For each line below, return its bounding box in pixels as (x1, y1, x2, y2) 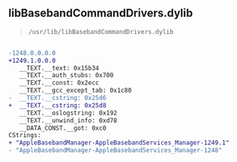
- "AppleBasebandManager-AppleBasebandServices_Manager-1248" (8, 147, 222, 155)
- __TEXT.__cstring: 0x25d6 (8, 94, 107, 102)
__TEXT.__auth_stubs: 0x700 (19, 72, 114, 80)
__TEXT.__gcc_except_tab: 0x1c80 (19, 86, 132, 95)
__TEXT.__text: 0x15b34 (19, 64, 99, 72)
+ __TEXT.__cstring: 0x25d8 (8, 101, 107, 110)
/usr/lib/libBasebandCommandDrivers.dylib (28, 27, 174, 35)
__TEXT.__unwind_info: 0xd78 (19, 116, 117, 124)
